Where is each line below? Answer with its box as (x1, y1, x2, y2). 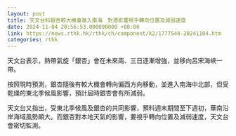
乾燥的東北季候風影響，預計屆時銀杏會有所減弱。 (7, 89, 149, 97)
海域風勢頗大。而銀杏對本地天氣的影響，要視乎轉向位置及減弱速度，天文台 (13, 113, 229, 121)
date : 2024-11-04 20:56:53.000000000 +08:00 (7, 23, 140, 30)
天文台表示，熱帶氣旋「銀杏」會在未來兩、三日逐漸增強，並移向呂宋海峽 (7, 57, 216, 65)
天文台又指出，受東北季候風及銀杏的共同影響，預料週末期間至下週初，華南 (7, 104, 223, 112)
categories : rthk (7, 36, 58, 43)
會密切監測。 (7, 121, 44, 130)
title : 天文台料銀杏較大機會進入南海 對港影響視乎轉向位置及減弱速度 (7, 17, 186, 24)
